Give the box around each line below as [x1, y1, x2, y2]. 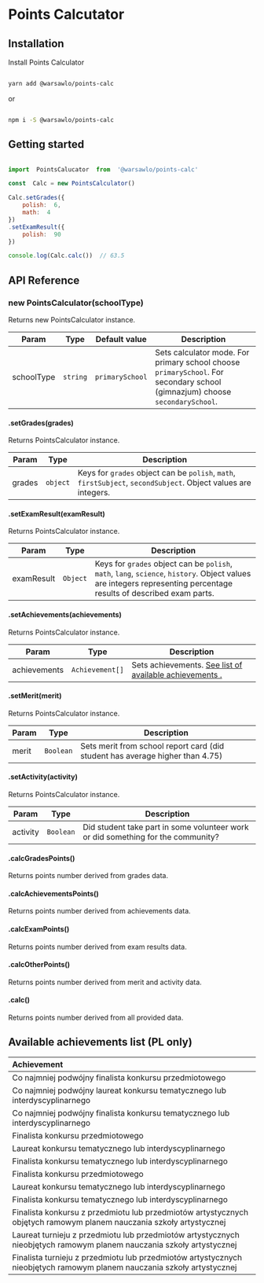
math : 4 [22, 208, 51, 217]
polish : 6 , [22, 201, 61, 209]
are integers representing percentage [94, 578, 233, 589]
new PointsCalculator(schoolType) [8, 297, 144, 308]
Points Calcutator [8, 6, 125, 24]
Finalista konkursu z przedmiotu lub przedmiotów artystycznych [12, 1207, 249, 1218]
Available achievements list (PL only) [8, 1035, 192, 1049]
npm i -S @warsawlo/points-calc [8, 116, 114, 123]
